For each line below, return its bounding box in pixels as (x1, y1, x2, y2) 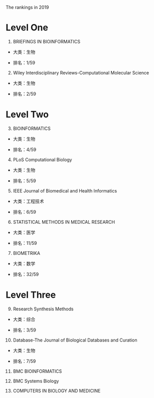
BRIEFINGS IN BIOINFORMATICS (13, 38, 81, 44)
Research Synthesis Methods (13, 306, 74, 312)
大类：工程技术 (13, 198, 44, 204)
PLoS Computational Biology (13, 156, 72, 163)
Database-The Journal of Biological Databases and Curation (13, 337, 137, 343)
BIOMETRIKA (13, 250, 41, 256)
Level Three (6, 289, 56, 301)
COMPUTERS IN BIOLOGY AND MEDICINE (13, 387, 101, 393)
